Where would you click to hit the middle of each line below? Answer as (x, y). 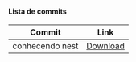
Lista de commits (37, 11)
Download (105, 46)
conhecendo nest (45, 46)
